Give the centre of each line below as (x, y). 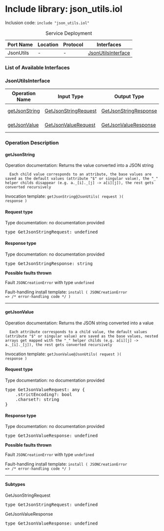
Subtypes (15, 484)
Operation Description (32, 143)
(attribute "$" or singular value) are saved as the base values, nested (82, 336)
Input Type (71, 97)
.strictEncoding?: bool (44, 395)
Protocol (73, 44)
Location (48, 44)
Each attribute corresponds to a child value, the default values (78, 332)
